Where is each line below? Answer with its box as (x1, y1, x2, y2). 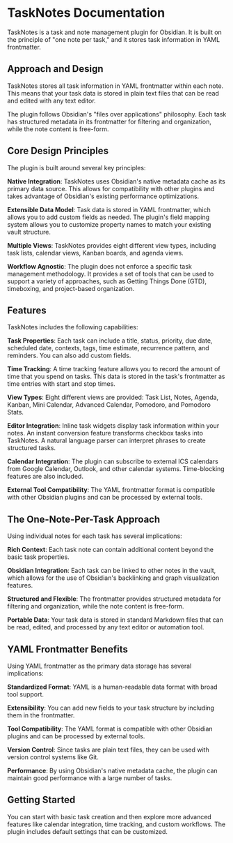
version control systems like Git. (7, 753, 99, 761)
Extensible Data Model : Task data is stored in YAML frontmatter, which (7, 205, 211, 214)
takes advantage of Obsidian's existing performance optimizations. (7, 192, 200, 200)
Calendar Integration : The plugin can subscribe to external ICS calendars (7, 457, 219, 465)
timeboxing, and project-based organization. (7, 284, 135, 292)
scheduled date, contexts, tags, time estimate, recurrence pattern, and (7, 344, 210, 352)
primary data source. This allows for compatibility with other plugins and (7, 184, 215, 193)
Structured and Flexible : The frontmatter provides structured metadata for (7, 595, 221, 603)
